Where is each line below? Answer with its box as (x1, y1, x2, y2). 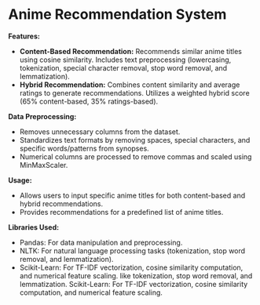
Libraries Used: (8, 222, 60, 232)
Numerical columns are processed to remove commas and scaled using (19, 151, 252, 162)
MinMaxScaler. (19, 160, 68, 169)
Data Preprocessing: (8, 111, 77, 121)
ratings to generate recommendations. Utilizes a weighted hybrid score (19, 88, 250, 97)
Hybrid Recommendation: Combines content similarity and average (19, 80, 240, 89)
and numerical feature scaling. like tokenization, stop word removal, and (19, 271, 253, 280)
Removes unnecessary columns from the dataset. (19, 127, 181, 136)
